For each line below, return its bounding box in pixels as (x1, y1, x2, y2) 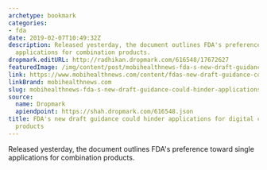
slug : (8, 85, 26, 94)
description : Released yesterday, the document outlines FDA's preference (8, 41, 261, 49)
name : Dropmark (15, 100, 66, 108)
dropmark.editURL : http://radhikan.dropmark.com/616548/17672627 (8, 56, 229, 64)
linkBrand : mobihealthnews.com (8, 78, 112, 86)
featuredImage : (8, 64, 59, 71)
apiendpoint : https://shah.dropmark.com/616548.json (15, 108, 194, 116)
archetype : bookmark (8, 11, 77, 20)
